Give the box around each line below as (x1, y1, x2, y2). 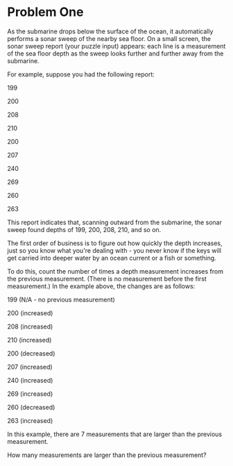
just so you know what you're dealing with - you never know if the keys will (7, 246, 222, 254)
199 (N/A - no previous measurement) (7, 295, 116, 303)
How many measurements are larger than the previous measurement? (7, 451, 207, 459)
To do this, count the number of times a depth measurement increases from (7, 267, 224, 275)
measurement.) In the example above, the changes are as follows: (7, 282, 196, 290)
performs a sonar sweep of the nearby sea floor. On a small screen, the (7, 34, 212, 42)
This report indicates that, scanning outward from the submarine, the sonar (7, 218, 222, 226)
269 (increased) (7, 390, 53, 398)
